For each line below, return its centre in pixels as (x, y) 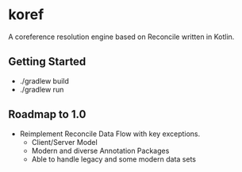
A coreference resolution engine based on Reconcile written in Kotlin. (121, 37)
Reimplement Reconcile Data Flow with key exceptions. (110, 134)
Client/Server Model (64, 142)
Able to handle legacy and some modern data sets (114, 159)
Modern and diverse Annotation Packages (100, 150)
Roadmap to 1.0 (47, 114)
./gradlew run (42, 89)
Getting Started (47, 62)
